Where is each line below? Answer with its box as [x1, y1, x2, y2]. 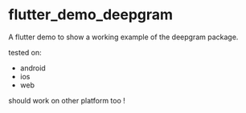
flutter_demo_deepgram [8, 6, 174, 24]
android [19, 63, 46, 73]
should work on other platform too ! [8, 95, 126, 105]
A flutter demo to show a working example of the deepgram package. [8, 32, 239, 42]
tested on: [8, 47, 42, 57]
